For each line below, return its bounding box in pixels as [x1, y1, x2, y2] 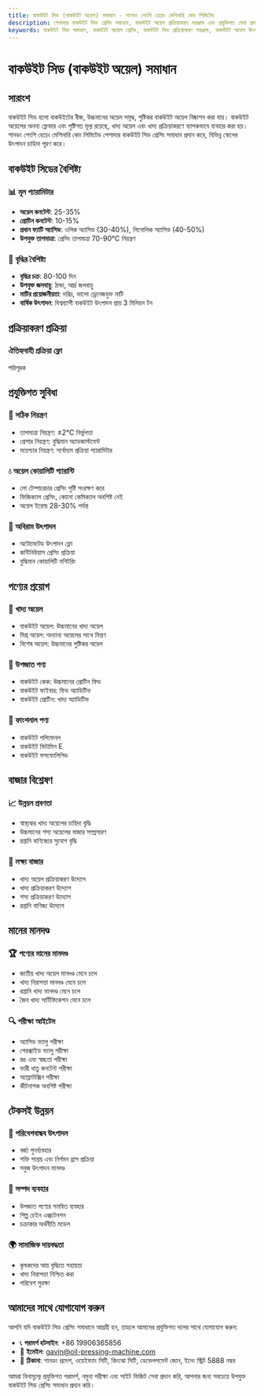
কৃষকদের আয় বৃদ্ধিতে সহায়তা [19, 1260, 82, 1269]
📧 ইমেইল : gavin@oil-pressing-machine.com [19, 1346, 156, 1356]
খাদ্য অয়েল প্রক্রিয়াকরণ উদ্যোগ [19, 874, 86, 884]
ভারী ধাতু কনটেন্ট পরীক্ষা [19, 1063, 72, 1073]
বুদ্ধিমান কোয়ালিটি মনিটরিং [19, 557, 76, 566]
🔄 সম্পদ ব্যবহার [8, 1184, 49, 1195]
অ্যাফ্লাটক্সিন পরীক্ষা [19, 1072, 60, 1082]
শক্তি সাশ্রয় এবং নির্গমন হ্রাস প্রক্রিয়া [19, 1155, 95, 1164]
